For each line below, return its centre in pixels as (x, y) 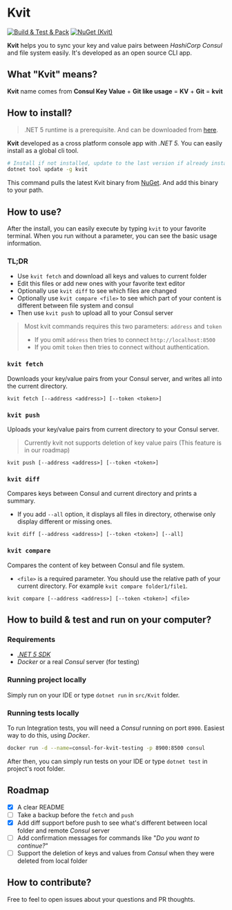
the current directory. (37, 386)
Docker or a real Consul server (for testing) (78, 662)
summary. (21, 501)
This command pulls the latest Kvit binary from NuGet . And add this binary (113, 183)
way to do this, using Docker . (49, 735)
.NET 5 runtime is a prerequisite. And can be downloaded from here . (121, 130)
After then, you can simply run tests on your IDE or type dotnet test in (107, 761)
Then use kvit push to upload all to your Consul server (95, 313)
